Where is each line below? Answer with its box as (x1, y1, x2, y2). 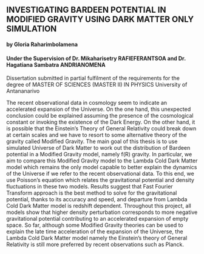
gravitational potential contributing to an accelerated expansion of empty (6, 215, 189, 222)
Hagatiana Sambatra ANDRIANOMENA (6, 61, 106, 69)
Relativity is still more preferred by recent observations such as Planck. (6, 241, 184, 248)
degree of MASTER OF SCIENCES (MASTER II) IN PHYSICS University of (6, 81, 188, 89)
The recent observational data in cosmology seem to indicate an (6, 99, 168, 107)
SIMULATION (6, 24, 57, 34)
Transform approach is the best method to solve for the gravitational (6, 189, 177, 196)
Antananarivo (6, 87, 40, 95)
